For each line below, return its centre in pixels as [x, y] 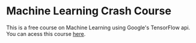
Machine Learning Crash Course [89, 11]
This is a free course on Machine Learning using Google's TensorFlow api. [98, 27]
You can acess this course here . [46, 33]
